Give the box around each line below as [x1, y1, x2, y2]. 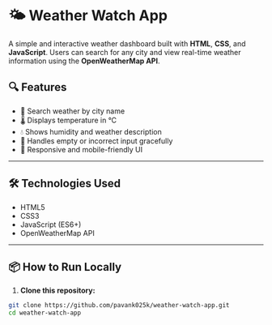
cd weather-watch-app [8, 309, 82, 317]
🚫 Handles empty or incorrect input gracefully [19, 135, 173, 146]
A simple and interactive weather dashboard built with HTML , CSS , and [8, 38, 246, 49]
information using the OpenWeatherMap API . [8, 56, 160, 66]
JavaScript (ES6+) [19, 220, 82, 229]
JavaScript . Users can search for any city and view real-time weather [8, 47, 241, 57]
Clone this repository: [19, 285, 96, 296]
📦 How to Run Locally [8, 260, 122, 274]
